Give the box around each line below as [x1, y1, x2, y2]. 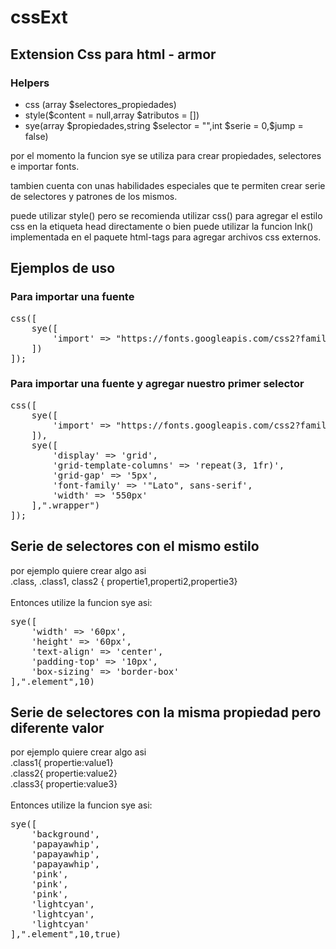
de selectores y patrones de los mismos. [10, 190, 178, 202]
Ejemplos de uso [10, 260, 116, 277]
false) [24, 130, 49, 142]
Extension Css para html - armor [10, 46, 217, 63]
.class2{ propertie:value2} [10, 767, 118, 780]
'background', [31, 829, 101, 840]
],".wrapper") [31, 499, 101, 511]
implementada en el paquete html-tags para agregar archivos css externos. [10, 231, 322, 243]
